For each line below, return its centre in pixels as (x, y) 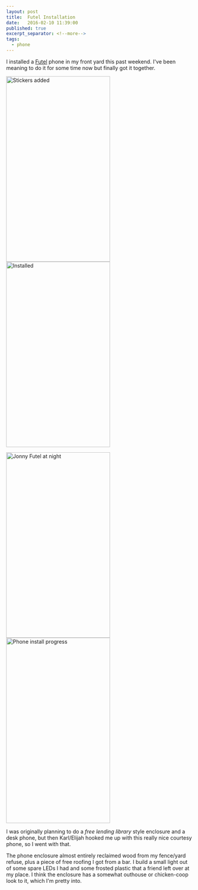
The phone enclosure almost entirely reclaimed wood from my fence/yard (96, 856)
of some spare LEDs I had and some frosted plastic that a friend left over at (98, 868)
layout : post (22, 12)
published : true (26, 28)
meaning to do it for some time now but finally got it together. (81, 68)
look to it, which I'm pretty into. (44, 881)
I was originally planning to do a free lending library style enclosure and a (96, 831)
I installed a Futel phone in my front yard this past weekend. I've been (91, 61)
